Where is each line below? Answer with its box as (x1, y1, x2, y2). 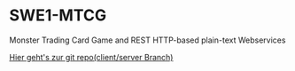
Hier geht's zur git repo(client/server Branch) (9, 51, 174, 62)
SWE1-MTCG (9, 5, 107, 26)
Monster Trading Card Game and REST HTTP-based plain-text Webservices (9, 35, 286, 45)
